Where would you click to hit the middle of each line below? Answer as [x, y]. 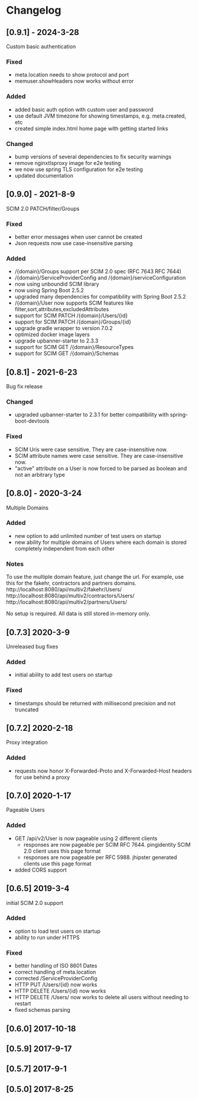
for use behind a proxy [42, 777]
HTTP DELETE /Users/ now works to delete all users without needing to [102, 997]
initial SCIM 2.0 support [35, 902]
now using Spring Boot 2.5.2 [49, 290]
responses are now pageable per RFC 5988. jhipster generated [100, 857]
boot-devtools [32, 421]
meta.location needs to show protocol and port [72, 75]
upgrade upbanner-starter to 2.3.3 [56, 341]
